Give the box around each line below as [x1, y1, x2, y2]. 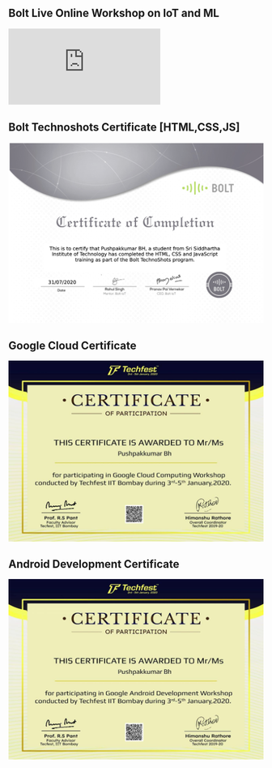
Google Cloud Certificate [8, 338, 137, 352]
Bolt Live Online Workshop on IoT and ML [8, 6, 220, 20]
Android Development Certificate [8, 557, 180, 571]
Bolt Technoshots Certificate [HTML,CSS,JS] [8, 121, 240, 135]
